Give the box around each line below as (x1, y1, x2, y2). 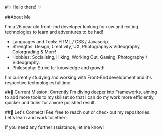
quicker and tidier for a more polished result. (5, 100, 96, 105)
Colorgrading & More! (12, 49, 56, 55)
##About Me (5, 14, 31, 20)
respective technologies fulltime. (5, 80, 72, 86)
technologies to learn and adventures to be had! (5, 29, 103, 35)
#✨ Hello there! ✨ (5, 4, 41, 10)
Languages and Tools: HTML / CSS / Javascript (12, 39, 109, 44)
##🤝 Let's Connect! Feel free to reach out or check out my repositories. (5, 109, 151, 115)
